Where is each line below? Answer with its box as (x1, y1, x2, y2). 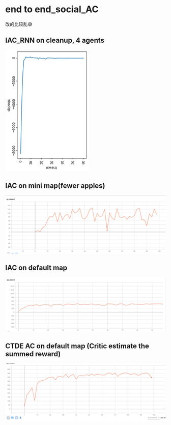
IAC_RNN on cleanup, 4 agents (5, 36, 105, 45)
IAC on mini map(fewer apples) (5, 182, 105, 190)
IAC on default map (5, 263, 68, 272)
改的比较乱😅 (5, 21, 33, 27)
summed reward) (5, 350, 61, 358)
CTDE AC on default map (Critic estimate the (5, 342, 149, 350)
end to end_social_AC (5, 4, 99, 15)
